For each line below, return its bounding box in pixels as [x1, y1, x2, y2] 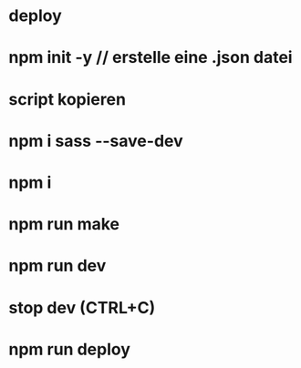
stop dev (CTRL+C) [8, 297, 156, 318]
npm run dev [8, 256, 107, 276]
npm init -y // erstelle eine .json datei [8, 47, 293, 68]
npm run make [8, 214, 120, 235]
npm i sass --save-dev [8, 130, 183, 151]
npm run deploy [8, 339, 131, 360]
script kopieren [8, 88, 127, 109]
